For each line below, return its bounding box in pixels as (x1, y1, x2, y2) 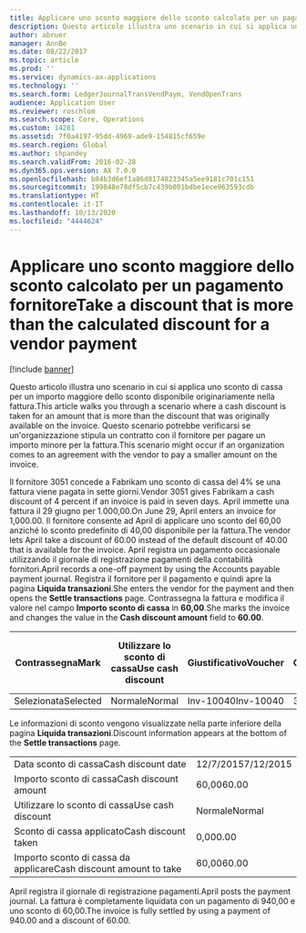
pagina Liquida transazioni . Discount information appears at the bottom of (9, 727, 287, 738)
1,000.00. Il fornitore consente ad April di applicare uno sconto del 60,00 (9, 515, 281, 526)
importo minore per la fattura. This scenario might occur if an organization (9, 439, 285, 450)
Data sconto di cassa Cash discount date (14, 757, 187, 770)
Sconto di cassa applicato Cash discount (14, 825, 186, 837)
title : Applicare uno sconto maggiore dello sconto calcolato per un (9, 13, 280, 23)
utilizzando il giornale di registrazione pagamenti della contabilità (9, 553, 253, 565)
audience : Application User (9, 97, 117, 108)
